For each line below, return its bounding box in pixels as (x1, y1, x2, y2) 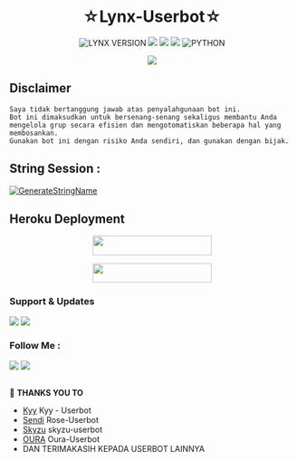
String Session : (9, 161, 101, 177)
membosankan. (9, 129, 59, 138)
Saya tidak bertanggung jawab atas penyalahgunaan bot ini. (9, 104, 242, 114)
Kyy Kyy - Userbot (22, 405, 92, 416)
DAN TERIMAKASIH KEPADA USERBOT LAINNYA (22, 444, 206, 455)
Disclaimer (9, 81, 72, 96)
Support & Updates (9, 295, 95, 308)
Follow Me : (9, 340, 61, 352)
